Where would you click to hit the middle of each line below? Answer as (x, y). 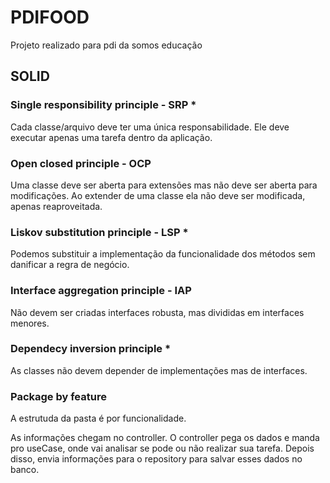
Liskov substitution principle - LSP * (99, 232)
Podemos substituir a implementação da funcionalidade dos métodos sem (163, 254)
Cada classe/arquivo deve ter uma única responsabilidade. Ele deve (150, 127)
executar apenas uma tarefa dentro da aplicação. (111, 137)
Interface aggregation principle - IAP (101, 291)
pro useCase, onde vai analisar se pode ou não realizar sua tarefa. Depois (162, 448)
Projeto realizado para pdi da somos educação (106, 45)
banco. (25, 470)
